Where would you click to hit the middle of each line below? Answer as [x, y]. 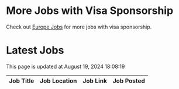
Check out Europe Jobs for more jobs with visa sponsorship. [79, 27]
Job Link [95, 81]
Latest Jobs [35, 50]
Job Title [22, 81]
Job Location [58, 81]
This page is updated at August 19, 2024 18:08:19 [66, 66]
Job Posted [129, 81]
